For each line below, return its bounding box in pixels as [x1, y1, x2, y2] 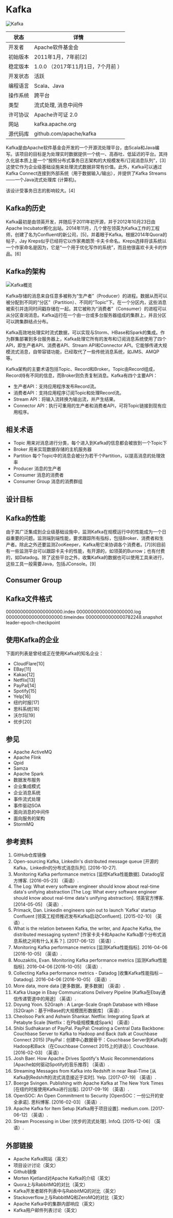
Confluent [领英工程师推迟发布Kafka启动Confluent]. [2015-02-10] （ [13, 913, 158, 920]
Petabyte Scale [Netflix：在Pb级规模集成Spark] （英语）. [13, 1019, 134, 1025]
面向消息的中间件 [13, 809, 50, 815]
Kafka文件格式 [6, 595, 53, 603]
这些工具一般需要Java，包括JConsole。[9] [6, 561, 97, 567]
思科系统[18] [13, 706, 40, 712]
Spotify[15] [13, 688, 36, 694]
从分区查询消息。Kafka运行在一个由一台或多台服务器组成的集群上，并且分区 [6, 312, 166, 318]
